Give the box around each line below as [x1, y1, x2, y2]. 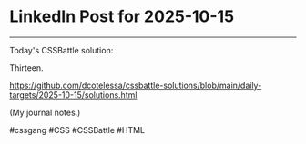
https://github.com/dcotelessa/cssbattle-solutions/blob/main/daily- [9, 80, 262, 91]
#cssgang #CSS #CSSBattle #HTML [9, 124, 146, 135]
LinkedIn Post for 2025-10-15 [9, 6, 235, 27]
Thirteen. [9, 62, 44, 73]
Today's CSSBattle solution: [9, 44, 114, 55]
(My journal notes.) [9, 107, 81, 118]
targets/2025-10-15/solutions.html [9, 89, 138, 101]
